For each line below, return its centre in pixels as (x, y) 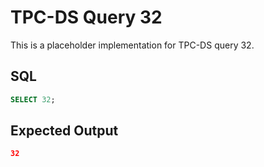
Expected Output (64, 131)
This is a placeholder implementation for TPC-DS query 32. (132, 45)
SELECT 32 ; (33, 99)
